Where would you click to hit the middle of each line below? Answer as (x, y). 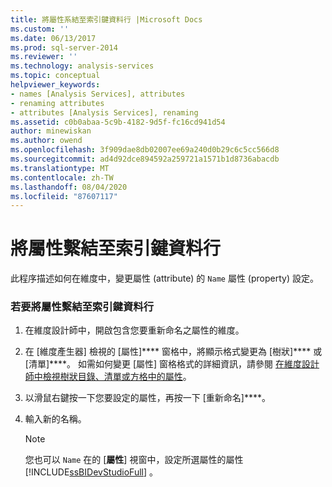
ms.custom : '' (40, 29)
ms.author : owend (46, 141)
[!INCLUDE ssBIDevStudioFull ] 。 (91, 472)
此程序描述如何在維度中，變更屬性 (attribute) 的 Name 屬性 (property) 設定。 (164, 278)
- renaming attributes (57, 103)
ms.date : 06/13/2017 (53, 38)
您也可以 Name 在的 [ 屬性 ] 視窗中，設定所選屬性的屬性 (134, 460)
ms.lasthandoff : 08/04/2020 (69, 187)
